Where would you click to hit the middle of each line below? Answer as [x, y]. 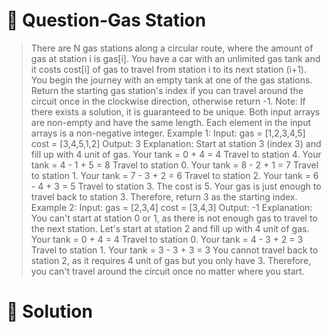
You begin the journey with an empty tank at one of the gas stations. [171, 80]
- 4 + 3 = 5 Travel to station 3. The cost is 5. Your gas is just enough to [176, 186]
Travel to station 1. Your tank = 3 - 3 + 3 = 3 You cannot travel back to [174, 250]
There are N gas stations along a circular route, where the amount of [172, 48]
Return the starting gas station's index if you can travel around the [167, 90]
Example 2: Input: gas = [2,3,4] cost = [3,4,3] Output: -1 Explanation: [171, 207]
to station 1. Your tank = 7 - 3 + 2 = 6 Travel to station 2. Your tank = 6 [174, 175]
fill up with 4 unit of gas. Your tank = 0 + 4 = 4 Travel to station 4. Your [176, 154]
